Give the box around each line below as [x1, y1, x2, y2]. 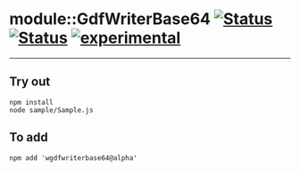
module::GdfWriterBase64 [9, 9, 212, 29]
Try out [9, 74, 51, 89]
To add [9, 130, 48, 145]
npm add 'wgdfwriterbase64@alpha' [9, 153, 138, 162]
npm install [9, 98, 54, 107]
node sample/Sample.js [9, 105, 94, 115]
